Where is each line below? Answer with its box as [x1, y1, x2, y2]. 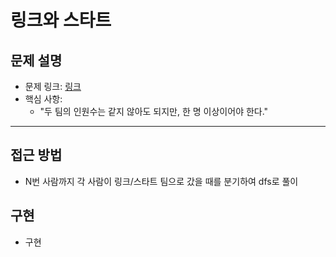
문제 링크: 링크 [24, 81, 82, 92]
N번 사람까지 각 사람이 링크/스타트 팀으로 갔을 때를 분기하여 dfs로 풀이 [24, 175, 299, 187]
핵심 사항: [24, 93, 63, 105]
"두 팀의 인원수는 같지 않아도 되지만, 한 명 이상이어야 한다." [39, 106, 269, 117]
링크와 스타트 [10, 9, 112, 32]
